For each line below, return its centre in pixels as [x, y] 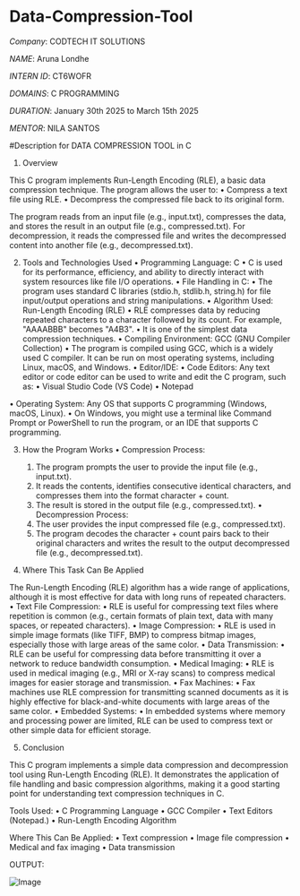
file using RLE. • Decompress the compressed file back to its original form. [147, 199]
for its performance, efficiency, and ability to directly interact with [143, 271]
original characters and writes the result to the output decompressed [163, 543]
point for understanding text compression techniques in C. [117, 793]
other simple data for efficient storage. [80, 730]
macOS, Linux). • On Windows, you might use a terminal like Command [141, 413]
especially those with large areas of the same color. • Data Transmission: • [147, 644]
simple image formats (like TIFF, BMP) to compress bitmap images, [133, 634]
